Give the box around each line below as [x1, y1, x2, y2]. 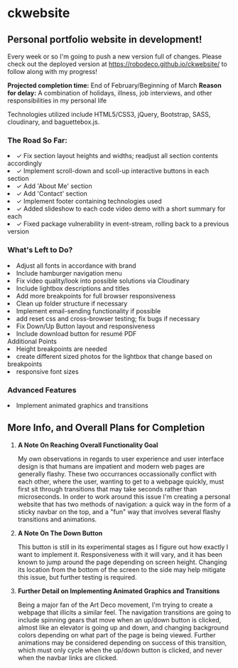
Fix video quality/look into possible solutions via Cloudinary [16, 276, 190, 285]
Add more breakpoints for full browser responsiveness [16, 291, 176, 300]
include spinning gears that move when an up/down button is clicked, [17, 615, 222, 624]
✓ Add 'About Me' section [16, 182, 92, 190]
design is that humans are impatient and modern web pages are [17, 461, 205, 471]
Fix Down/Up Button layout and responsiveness [16, 322, 156, 330]
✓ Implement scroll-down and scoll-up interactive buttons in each [16, 167, 210, 175]
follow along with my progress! [7, 68, 98, 75]
